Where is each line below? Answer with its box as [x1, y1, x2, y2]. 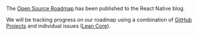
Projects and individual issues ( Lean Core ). [6, 23, 111, 29]
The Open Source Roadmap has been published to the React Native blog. [6, 5, 185, 12]
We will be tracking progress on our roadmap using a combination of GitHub [6, 16, 192, 23]
